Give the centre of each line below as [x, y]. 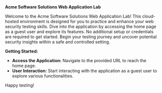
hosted [12, 21]
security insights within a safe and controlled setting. [58, 42]
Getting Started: [22, 51]
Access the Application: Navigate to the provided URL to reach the [79, 60]
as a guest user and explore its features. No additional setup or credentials [79, 32]
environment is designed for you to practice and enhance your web [87, 21]
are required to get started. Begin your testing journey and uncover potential [81, 37]
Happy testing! [20, 85]
